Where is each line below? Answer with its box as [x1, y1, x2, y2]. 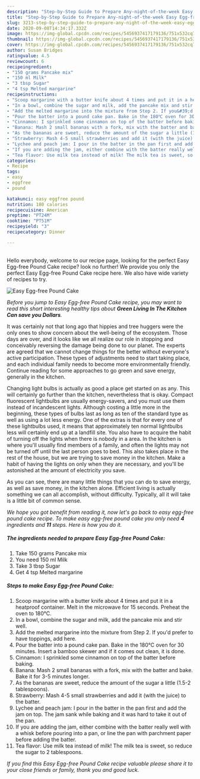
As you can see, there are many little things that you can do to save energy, [7, 478, 191, 485]
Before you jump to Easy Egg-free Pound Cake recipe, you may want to [7, 298, 182, 306]
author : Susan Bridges [7, 47, 63, 53]
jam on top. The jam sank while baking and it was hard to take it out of [15, 710, 187, 718]
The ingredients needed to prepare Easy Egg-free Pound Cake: [7, 535, 166, 542]
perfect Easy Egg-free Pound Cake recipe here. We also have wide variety [7, 269, 189, 276]
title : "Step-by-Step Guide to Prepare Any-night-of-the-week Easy [7, 14, 177, 20]
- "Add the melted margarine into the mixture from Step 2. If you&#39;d [7, 108, 193, 114]
